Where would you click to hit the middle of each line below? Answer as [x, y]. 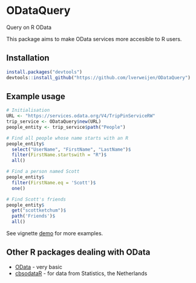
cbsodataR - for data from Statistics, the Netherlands [81, 273]
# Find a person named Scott [43, 172]
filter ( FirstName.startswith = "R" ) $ [59, 155]
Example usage [36, 96]
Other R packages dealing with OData [78, 252]
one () [19, 188]
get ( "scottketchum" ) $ [39, 210]
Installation [28, 58]
